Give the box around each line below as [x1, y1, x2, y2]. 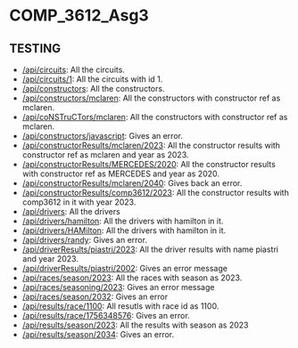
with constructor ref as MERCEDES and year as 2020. [21, 168, 220, 179]
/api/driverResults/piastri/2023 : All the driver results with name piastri [21, 244, 279, 255]
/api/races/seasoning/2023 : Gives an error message [21, 282, 215, 292]
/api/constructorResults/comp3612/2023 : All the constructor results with [21, 188, 290, 198]
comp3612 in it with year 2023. [21, 197, 137, 207]
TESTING [9, 41, 62, 56]
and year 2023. [21, 254, 79, 263]
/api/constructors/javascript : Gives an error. [21, 131, 183, 141]
